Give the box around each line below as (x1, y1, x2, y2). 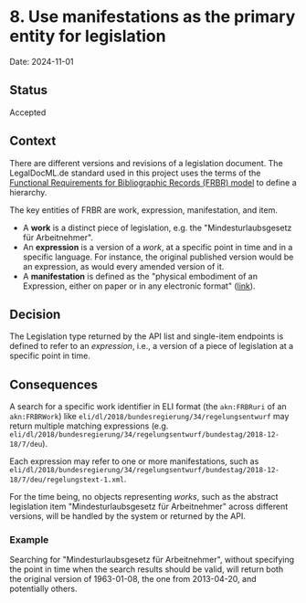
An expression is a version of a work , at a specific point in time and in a (22, 241, 293, 252)
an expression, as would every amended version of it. (22, 260, 225, 271)
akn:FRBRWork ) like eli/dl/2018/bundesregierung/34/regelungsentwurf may (9, 411, 290, 422)
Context (9, 133, 57, 149)
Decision (9, 306, 61, 322)
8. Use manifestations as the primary (9, 6, 296, 27)
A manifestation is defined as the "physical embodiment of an (22, 270, 259, 281)
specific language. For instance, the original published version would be (22, 251, 294, 262)
